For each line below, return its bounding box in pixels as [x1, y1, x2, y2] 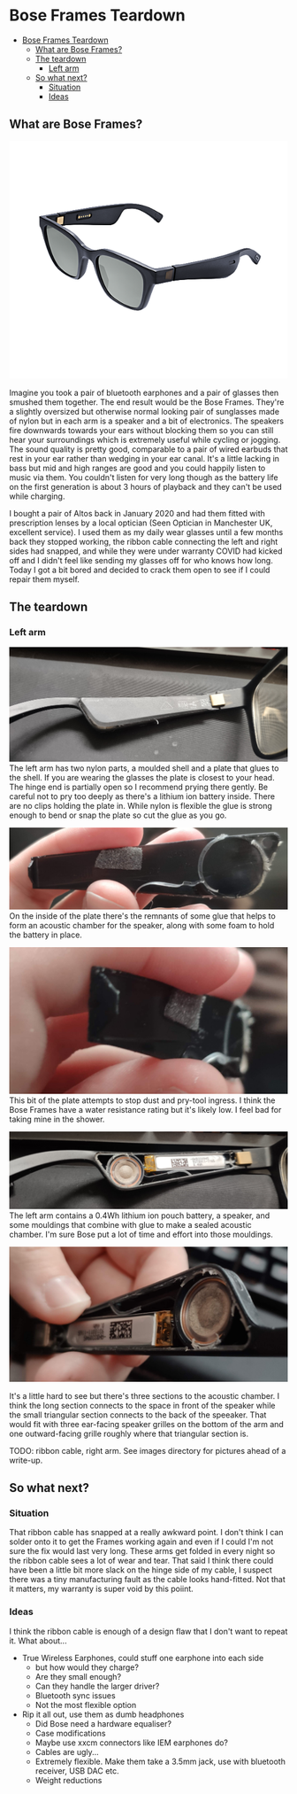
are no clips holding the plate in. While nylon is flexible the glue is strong [9, 800, 272, 811]
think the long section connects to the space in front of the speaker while [9, 1400, 276, 1410]
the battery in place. [9, 929, 82, 940]
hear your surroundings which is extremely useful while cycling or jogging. [9, 434, 281, 445]
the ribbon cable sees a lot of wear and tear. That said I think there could [9, 1556, 274, 1566]
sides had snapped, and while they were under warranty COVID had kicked [9, 546, 283, 556]
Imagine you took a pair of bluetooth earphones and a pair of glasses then [9, 387, 279, 398]
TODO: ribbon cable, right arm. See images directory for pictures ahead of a [9, 1445, 286, 1456]
